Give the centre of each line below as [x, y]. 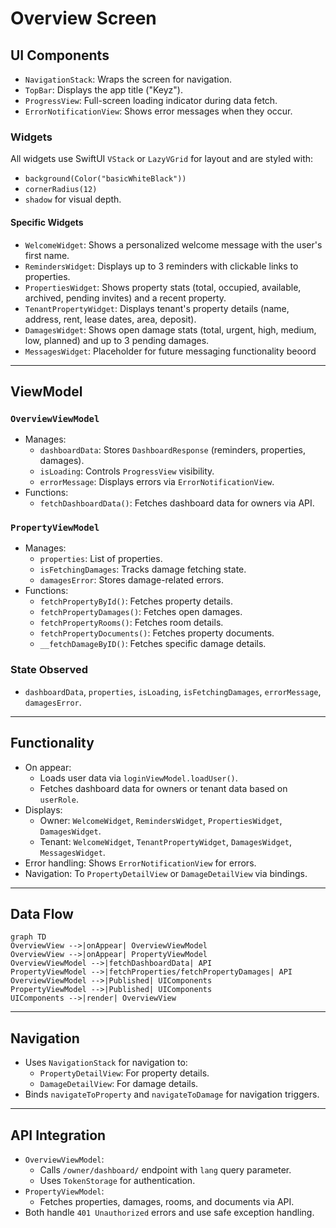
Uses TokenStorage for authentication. [117, 1181]
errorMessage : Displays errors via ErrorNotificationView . [157, 482]
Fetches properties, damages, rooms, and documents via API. [167, 1202]
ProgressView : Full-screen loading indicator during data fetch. [151, 100]
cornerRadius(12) [61, 190]
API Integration [58, 1135]
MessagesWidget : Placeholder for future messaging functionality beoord [170, 351]
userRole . [59, 799]
